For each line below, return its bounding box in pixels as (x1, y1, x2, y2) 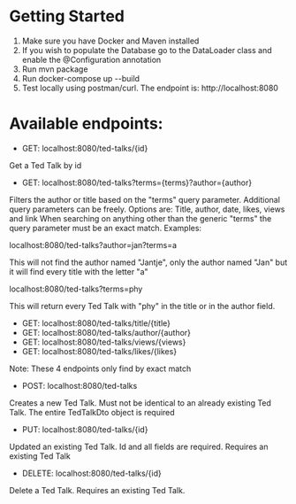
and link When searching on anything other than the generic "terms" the (9, 213, 272, 223)
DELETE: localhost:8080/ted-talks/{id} (21, 468, 162, 478)
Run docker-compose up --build (21, 73, 140, 83)
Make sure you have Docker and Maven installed (21, 35, 200, 46)
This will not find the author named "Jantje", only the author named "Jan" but (9, 257, 288, 268)
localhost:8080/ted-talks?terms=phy (9, 283, 143, 294)
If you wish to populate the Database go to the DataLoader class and (21, 44, 272, 55)
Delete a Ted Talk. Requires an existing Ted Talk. (9, 485, 186, 495)
